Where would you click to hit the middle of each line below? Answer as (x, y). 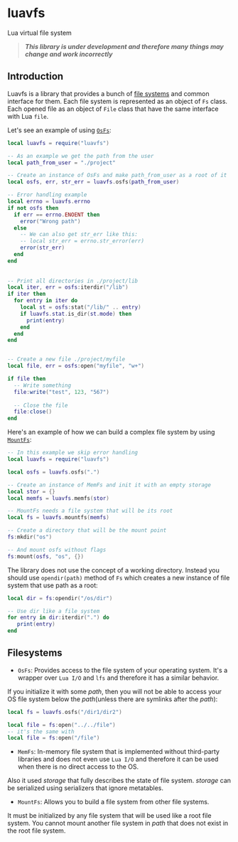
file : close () (33, 412)
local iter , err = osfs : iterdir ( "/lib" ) (68, 287)
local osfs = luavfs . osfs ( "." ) (54, 472)
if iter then (27, 294)
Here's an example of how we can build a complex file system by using (111, 432)
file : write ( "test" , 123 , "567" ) (62, 392)
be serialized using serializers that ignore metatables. (86, 788)
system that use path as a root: (53, 585)
